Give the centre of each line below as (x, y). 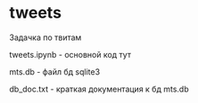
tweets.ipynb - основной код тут (70, 54)
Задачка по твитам (45, 37)
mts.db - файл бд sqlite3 (55, 71)
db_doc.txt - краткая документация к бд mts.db (99, 89)
